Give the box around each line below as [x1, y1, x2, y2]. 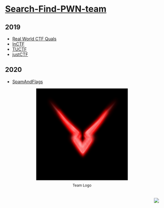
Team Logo [72, 183, 92, 188]
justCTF [12, 51, 28, 57]
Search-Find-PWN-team [5, 3, 106, 15]
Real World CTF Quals [12, 36, 57, 42]
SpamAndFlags [12, 78, 43, 84]
